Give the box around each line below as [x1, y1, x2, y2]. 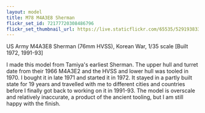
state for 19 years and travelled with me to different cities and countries [6, 81, 185, 88]
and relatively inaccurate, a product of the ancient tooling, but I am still [6, 93, 184, 101]
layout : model [6, 9, 43, 15]
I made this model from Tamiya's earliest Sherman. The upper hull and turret [6, 61, 198, 68]
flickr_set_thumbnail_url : [6, 26, 75, 32]
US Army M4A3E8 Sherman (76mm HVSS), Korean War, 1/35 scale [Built [6, 43, 189, 50]
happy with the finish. [6, 100, 61, 108]
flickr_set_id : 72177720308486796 [6, 20, 95, 26]
